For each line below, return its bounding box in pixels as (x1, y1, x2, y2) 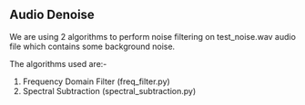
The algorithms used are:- (9, 58, 107, 69)
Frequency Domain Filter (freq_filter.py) (22, 76, 170, 87)
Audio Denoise (9, 7, 96, 23)
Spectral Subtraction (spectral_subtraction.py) (22, 85, 197, 96)
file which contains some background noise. (9, 41, 176, 52)
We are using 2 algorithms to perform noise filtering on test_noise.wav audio (9, 31, 296, 42)
